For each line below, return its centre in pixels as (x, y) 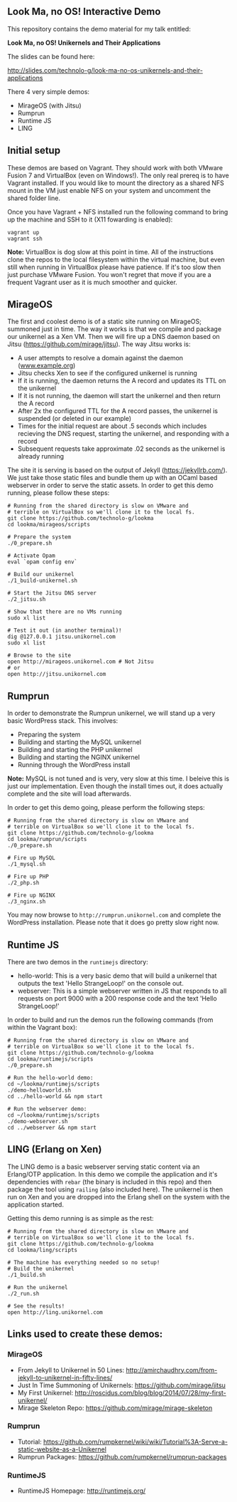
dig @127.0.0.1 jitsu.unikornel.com (61, 637)
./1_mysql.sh (27, 865)
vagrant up (23, 232)
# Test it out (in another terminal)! (65, 631)
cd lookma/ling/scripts (43, 1250)
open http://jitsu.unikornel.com (57, 674)
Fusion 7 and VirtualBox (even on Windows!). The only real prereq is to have (118, 175)
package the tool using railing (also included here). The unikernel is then (115, 1189)
